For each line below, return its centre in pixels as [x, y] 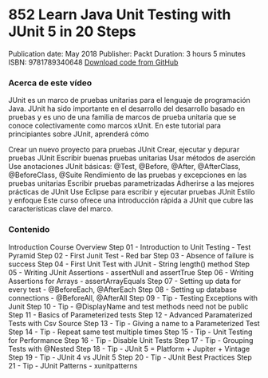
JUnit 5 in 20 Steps [72, 31]
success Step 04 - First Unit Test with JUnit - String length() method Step [129, 264]
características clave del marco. [61, 209]
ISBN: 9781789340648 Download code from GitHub [93, 62]
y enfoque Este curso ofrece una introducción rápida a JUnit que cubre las [131, 200]
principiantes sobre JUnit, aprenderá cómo [79, 134]
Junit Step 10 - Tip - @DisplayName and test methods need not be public [128, 306]
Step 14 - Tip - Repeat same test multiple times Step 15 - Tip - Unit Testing [130, 332]
